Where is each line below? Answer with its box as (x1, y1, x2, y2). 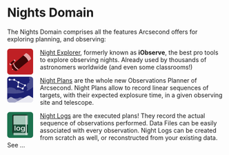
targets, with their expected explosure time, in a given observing (40, 91, 223, 99)
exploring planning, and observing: (7, 34, 106, 43)
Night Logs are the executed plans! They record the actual (40, 112, 206, 120)
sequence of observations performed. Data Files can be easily (40, 118, 217, 127)
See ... (7, 141, 26, 149)
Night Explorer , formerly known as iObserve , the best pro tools (40, 48, 219, 56)
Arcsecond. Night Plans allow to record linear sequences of (40, 83, 209, 92)
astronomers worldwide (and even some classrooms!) (40, 63, 193, 71)
